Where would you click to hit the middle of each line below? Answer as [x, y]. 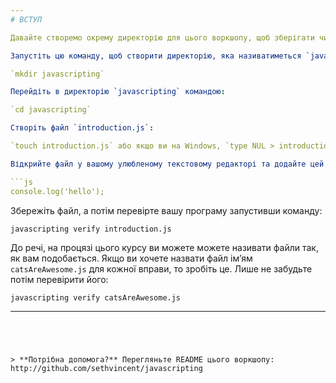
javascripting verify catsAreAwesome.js [96, 297]
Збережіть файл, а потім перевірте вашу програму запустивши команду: [166, 210]
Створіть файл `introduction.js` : [82, 128]
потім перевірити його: [59, 279]
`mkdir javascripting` [57, 74]
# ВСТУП [26, 19]
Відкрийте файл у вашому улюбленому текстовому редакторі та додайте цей [167, 164]
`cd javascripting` [51, 110]
